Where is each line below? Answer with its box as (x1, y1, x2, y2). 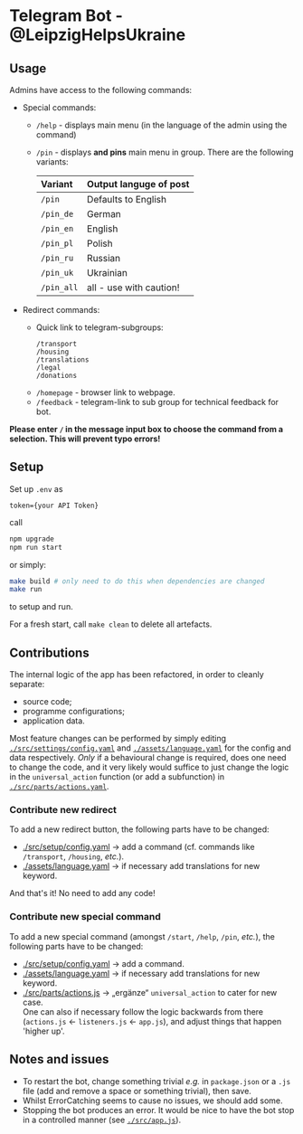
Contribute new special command (9, 911, 161, 923)
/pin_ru (40, 253, 74, 263)
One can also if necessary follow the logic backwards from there (22, 1006, 264, 1017)
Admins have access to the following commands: (9, 85, 193, 95)
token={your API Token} (9, 501, 99, 510)
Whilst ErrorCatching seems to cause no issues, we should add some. (22, 1095, 283, 1106)
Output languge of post (87, 178, 190, 190)
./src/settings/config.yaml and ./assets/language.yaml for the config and (9, 742, 291, 753)
